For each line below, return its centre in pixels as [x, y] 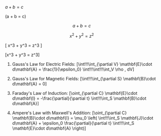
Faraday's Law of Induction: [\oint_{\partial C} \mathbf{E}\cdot [75, 93]
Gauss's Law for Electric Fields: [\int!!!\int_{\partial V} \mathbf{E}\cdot [82, 64]
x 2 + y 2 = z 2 [82, 36]
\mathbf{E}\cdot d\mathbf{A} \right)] [49, 128]
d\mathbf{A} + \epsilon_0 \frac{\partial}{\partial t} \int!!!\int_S [73, 123]
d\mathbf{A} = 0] [29, 84]
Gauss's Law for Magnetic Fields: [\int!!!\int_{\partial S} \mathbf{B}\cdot [84, 78]
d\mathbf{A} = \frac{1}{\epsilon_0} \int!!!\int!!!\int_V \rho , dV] [73, 69]
